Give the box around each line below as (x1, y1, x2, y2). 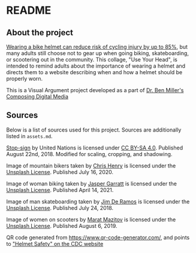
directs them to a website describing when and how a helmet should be (6, 69, 183, 75)
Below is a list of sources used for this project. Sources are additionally (6, 126, 182, 133)
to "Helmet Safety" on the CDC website (6, 240, 104, 247)
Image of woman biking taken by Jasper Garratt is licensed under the (6, 180, 177, 187)
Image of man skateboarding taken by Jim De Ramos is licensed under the (6, 198, 190, 205)
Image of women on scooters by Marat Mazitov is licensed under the (6, 216, 176, 223)
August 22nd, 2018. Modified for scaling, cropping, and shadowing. (6, 150, 173, 157)
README (6, 4, 52, 17)
